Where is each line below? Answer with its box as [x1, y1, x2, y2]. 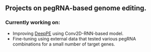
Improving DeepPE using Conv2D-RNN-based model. [12, 30, 124, 36]
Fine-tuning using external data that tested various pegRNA [12, 35, 136, 41]
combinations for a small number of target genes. [12, 41, 115, 47]
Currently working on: [5, 19, 60, 26]
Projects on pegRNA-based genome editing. [5, 4, 147, 12]
